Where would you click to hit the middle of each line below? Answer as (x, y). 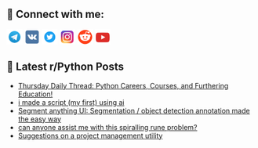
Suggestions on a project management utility (90, 135)
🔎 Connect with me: (55, 14)
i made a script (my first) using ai (71, 102)
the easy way (40, 119)
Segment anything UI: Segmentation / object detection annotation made (134, 110)
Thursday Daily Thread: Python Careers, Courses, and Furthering (123, 85)
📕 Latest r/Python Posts (65, 67)
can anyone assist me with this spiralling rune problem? (107, 127)
